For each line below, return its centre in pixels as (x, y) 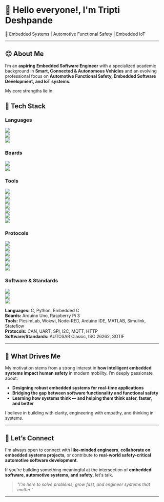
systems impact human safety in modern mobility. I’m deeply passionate (79, 373)
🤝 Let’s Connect (30, 438)
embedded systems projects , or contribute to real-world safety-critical (78, 455)
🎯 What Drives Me (33, 356)
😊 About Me (24, 54)
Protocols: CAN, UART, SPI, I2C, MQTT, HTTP (51, 331)
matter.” (25, 490)
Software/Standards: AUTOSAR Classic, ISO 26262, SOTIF (65, 336)
